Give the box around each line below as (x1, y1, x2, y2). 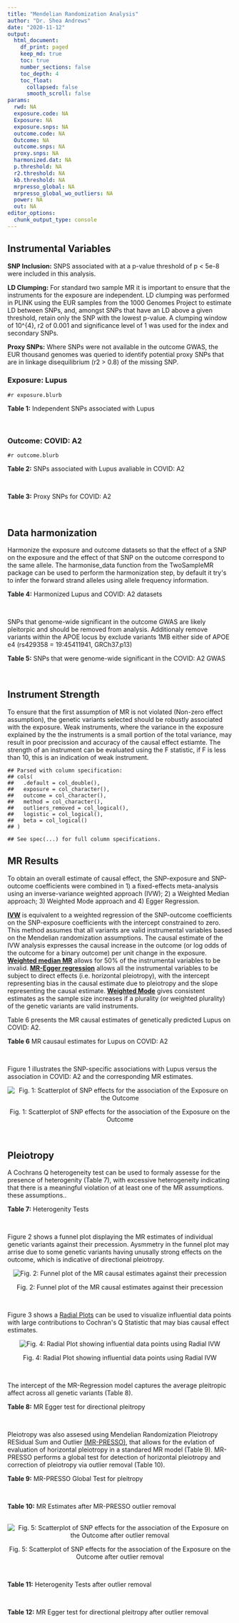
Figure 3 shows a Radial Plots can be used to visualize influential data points (7, 1311, 232, 1320)
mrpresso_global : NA (14, 183, 75, 190)
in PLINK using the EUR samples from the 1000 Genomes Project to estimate (7, 298, 232, 307)
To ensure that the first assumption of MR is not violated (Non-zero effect (7, 708, 223, 716)
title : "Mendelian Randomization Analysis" (7, 10, 139, 18)
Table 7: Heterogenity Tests (7, 1205, 89, 1214)
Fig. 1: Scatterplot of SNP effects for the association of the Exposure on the (9, 1107, 230, 1116)
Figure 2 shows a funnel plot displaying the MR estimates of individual (7, 1232, 213, 1241)
